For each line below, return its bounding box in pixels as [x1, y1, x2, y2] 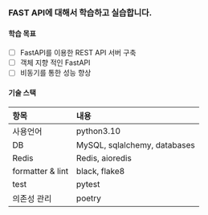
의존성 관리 [12, 193, 52, 204]
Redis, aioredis [75, 152, 133, 164]
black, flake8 [75, 165, 125, 176]
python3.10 [75, 125, 121, 136]
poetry [75, 193, 102, 204]
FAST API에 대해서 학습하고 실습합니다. [8, 6, 153, 18]
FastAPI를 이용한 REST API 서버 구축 [19, 48, 137, 58]
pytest [75, 178, 100, 189]
